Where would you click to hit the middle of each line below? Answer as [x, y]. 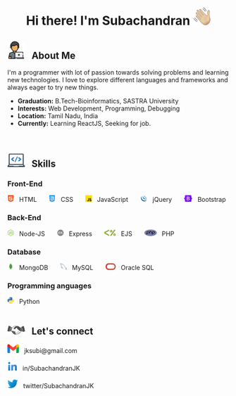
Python [29, 302]
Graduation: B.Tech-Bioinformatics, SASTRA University [98, 101]
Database [24, 252]
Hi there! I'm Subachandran [108, 21]
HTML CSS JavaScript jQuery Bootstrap [123, 200]
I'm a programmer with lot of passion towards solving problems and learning [118, 72]
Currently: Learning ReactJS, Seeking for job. [84, 123]
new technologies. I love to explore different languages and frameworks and [118, 80]
